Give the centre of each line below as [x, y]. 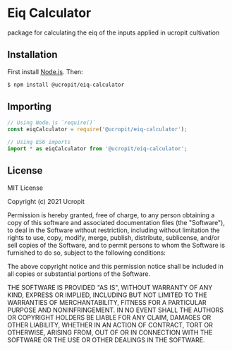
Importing [29, 107]
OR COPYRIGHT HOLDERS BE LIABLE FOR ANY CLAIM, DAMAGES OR [109, 317]
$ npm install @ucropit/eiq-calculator [66, 85]
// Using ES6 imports [39, 143]
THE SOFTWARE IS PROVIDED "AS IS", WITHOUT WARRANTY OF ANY [110, 287]
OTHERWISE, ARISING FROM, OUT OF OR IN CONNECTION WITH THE [110, 332]
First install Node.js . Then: [45, 71]
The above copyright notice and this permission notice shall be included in [115, 266]
